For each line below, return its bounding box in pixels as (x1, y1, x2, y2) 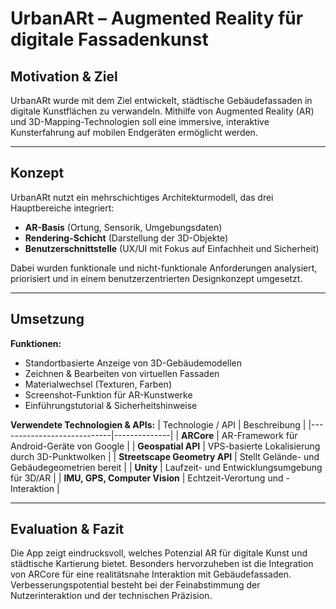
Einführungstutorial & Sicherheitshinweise (24, 399, 198, 411)
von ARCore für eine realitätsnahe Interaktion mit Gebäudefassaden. (10, 568, 292, 581)
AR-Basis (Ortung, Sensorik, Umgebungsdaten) (24, 221, 223, 233)
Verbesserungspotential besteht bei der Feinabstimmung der (10, 579, 261, 591)
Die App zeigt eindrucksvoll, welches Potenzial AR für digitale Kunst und (10, 547, 308, 559)
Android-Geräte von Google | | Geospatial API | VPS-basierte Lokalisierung (10, 440, 321, 452)
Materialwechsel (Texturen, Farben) (24, 378, 172, 390)
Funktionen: (10, 337, 62, 349)
